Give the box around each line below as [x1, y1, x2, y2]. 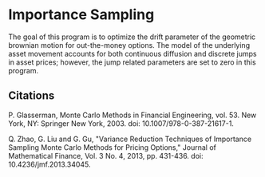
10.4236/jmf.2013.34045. [8, 159, 91, 169]
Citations [8, 89, 55, 103]
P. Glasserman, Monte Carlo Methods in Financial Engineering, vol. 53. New [8, 110, 257, 120]
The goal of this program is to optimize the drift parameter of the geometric [8, 32, 256, 41]
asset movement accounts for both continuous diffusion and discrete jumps [8, 49, 257, 58]
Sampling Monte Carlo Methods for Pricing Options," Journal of [8, 142, 217, 152]
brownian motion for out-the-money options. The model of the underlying [8, 40, 250, 49]
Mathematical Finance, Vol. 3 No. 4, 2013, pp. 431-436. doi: [8, 151, 204, 160]
